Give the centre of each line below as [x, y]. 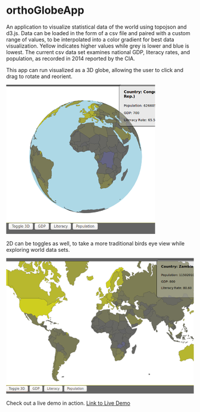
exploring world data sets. [38, 249]
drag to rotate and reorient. [39, 76]
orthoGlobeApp [45, 10]
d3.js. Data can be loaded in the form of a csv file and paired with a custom [98, 33]
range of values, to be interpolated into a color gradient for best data [90, 39]
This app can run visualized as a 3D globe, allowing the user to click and [95, 70]
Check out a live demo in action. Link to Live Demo [68, 403]
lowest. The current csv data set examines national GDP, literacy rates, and [98, 52]
